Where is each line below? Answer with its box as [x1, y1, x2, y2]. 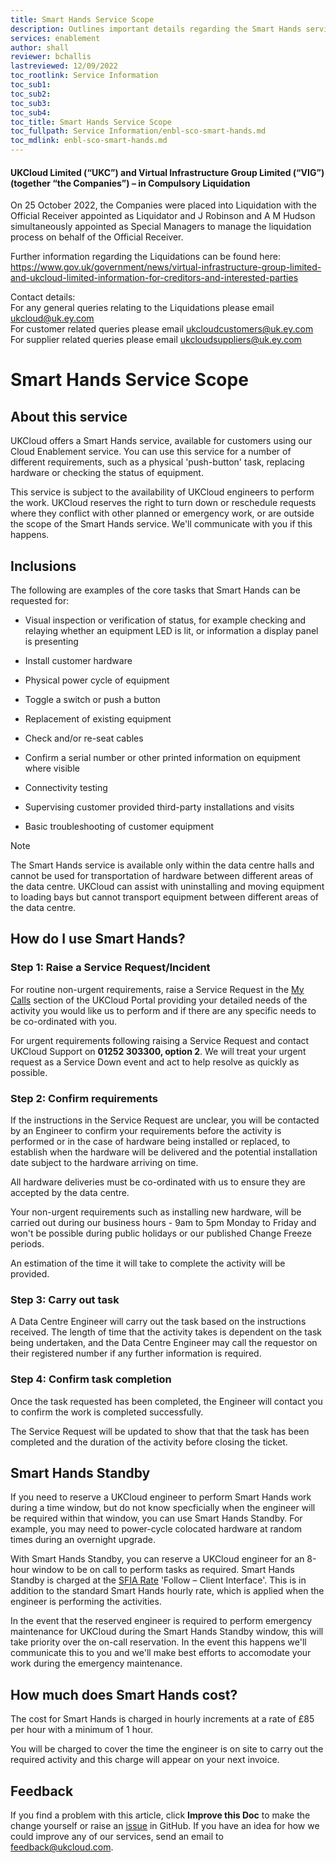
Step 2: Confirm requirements [10, 1091, 158, 1105]
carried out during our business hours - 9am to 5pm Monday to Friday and [10, 1217, 317, 1228]
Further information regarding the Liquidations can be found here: [10, 251, 281, 263]
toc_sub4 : [10, 107, 52, 118]
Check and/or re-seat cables [24, 732, 144, 745]
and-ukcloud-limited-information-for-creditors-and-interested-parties [10, 272, 299, 284]
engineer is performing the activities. [10, 1596, 162, 1608]
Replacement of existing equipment [24, 713, 172, 725]
